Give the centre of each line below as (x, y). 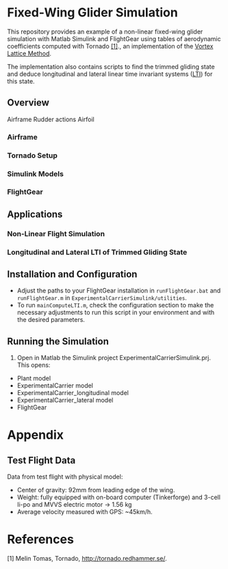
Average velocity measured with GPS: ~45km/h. (85, 512)
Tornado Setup (33, 155)
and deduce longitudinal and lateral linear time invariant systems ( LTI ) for (110, 74)
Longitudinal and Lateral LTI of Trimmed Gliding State (97, 252)
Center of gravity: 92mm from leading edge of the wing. (96, 490)
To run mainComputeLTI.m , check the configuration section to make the (115, 305)
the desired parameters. (51, 320)
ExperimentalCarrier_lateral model (65, 400)
